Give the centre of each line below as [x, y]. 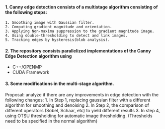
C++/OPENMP [27, 67]
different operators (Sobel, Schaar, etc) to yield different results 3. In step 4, [82, 110]
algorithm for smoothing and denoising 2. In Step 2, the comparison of [77, 105]
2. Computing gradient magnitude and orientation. [59, 27]
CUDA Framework [31, 72]
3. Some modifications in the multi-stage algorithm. [60, 84]
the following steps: [26, 12]
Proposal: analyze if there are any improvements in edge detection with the [82, 94]
